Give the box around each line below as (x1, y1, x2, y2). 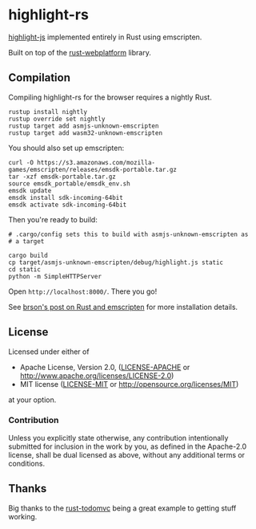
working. (8, 511, 38, 521)
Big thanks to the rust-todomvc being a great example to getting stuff (8, 503, 237, 513)
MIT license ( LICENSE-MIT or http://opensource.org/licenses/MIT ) (19, 379, 239, 389)
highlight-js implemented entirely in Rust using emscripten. (8, 32, 202, 42)
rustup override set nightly (8, 115, 106, 123)
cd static (8, 265, 42, 274)
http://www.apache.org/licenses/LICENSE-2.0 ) (19, 371, 174, 380)
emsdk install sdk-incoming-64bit (8, 193, 124, 201)
